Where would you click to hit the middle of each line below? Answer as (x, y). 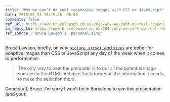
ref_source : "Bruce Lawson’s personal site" (54, 33)
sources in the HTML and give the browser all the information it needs (90, 73)
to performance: (22, 58)
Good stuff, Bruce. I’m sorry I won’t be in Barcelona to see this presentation (83, 89)
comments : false (22, 19)
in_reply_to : (19, 29)
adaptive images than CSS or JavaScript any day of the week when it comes (85, 53)
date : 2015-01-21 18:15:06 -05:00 (42, 15)
